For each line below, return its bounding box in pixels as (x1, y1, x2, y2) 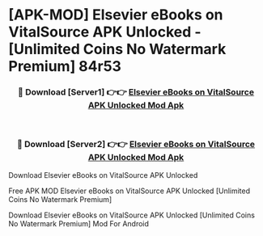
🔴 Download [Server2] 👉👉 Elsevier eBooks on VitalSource (16, 139, 256, 150)
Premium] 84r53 (8, 57, 121, 76)
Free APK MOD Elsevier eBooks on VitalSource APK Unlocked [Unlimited (8, 186, 251, 196)
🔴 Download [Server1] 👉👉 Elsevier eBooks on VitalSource (17, 86, 255, 98)
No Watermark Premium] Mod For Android (8, 218, 150, 228)
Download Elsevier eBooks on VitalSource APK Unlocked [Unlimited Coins (8, 210, 255, 220)
